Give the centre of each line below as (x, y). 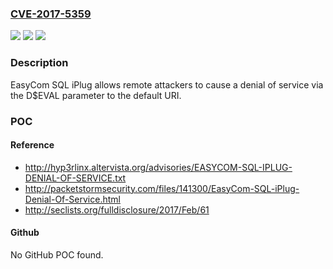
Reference (32, 145)
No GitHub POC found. (57, 254)
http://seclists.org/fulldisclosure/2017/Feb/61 (117, 209)
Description (39, 63)
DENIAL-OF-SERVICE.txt (75, 178)
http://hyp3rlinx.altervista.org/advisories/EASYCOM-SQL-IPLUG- (158, 167)
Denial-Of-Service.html (72, 199)
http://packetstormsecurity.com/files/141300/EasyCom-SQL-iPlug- (162, 188)
